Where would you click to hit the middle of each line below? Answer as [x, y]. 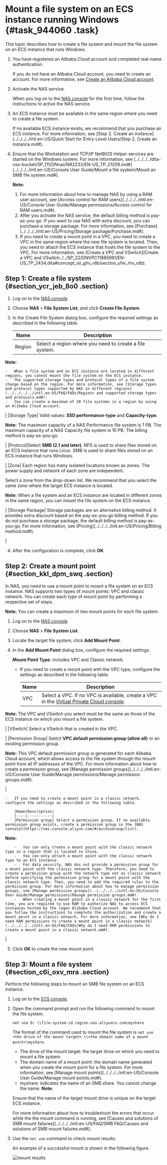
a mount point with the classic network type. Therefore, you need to [80, 869]
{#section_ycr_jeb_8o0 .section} [57, 286]
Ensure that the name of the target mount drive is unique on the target [84, 1098]
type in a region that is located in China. [52, 852]
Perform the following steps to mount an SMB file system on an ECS [75, 984]
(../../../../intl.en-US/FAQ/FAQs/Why [45, 925]
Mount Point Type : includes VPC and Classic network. [68, 660]
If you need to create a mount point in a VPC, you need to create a [87, 236]
